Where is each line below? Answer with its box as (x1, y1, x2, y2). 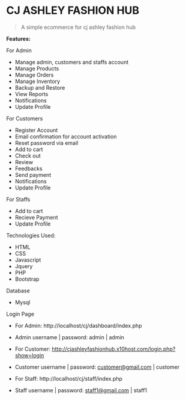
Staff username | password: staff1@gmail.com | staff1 (14, 386, 148, 394)
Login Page (6, 310, 35, 318)
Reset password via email (14, 139, 79, 146)
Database (6, 287, 30, 294)
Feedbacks (14, 165, 43, 172)
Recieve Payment (14, 214, 58, 221)
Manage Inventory (14, 78, 61, 85)
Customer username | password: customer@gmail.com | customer (14, 363, 180, 371)
